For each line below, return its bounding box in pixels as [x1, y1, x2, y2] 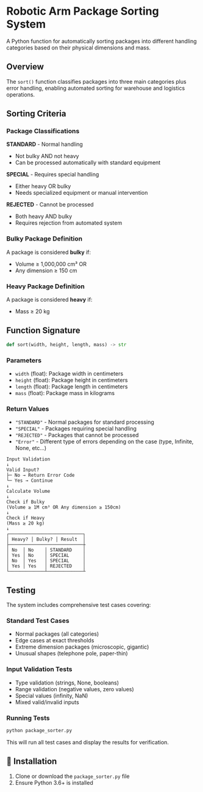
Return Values [6, 404, 49, 413]
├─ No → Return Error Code [6, 472, 75, 479]
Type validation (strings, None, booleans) [15, 679, 119, 686]
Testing [6, 585, 36, 595]
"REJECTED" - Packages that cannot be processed [15, 432, 139, 439]
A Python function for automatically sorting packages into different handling [6, 37, 197, 45]
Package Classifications [6, 127, 80, 136]
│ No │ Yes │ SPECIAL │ [6, 558, 86, 564]
